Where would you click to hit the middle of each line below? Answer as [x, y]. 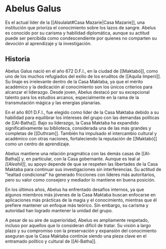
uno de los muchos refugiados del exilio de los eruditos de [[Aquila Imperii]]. [83, 76]
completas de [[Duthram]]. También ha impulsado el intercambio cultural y [81, 133]
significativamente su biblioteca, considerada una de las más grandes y [78, 128]
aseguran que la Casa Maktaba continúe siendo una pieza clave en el [76, 236]
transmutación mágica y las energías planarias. [53, 103]
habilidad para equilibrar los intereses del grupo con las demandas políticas [82, 118]
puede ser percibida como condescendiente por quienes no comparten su [81, 38]
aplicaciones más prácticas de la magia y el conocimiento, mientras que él [81, 200]
